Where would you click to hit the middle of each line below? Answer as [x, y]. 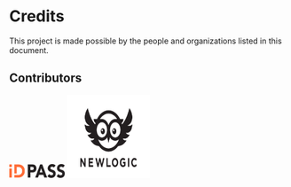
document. [29, 50]
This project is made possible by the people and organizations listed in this [145, 41]
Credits [37, 16]
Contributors [46, 78]
